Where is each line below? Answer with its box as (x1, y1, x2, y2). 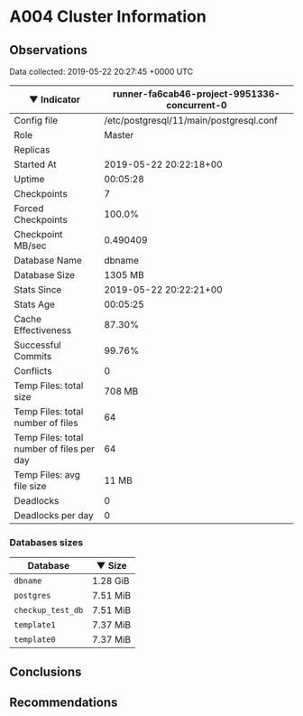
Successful (14, 339, 61, 351)
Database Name (14, 255, 83, 266)
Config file (14, 115, 59, 126)
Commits (14, 350, 52, 362)
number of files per (14, 442, 96, 455)
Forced (14, 202, 44, 214)
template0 (14, 635, 56, 645)
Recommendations (9, 695, 118, 711)
